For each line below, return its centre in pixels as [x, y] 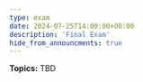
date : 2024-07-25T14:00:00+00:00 [72, 26]
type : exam [30, 18]
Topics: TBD [33, 68]
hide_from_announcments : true [66, 43]
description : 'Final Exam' [60, 34]
